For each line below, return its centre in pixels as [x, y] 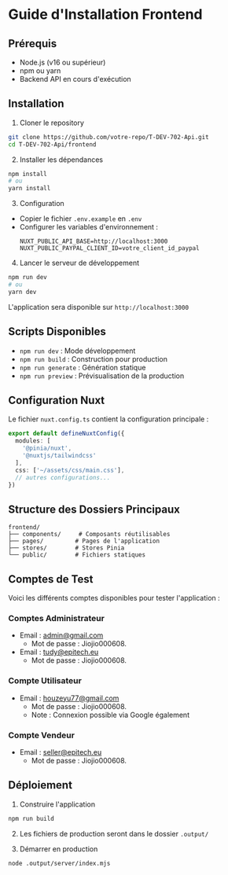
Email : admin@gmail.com [61, 635]
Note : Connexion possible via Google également [110, 715]
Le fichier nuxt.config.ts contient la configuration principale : [108, 419]
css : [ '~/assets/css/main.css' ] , [70, 470]
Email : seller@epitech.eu [61, 752]
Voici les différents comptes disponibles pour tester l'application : [114, 598]
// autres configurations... [63, 477]
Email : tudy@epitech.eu [59, 652]
